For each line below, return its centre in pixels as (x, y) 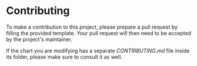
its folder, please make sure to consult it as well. (64, 57)
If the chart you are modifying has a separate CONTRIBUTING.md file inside (98, 50)
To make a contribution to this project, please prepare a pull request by (92, 27)
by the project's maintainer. (39, 39)
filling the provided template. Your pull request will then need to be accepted (99, 33)
